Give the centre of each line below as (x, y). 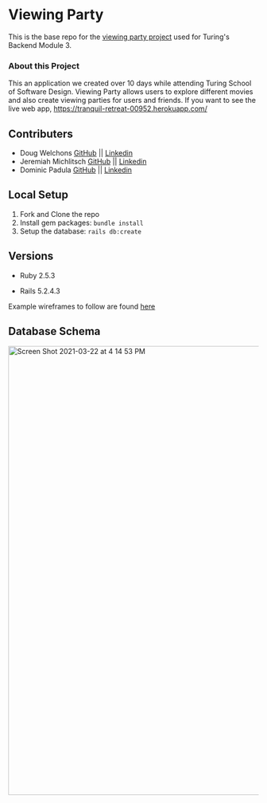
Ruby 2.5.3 (37, 275)
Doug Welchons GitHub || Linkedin (76, 153)
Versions (31, 256)
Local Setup (39, 195)
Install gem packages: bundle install (81, 222)
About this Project (44, 65)
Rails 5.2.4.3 (40, 291)
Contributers (41, 134)
